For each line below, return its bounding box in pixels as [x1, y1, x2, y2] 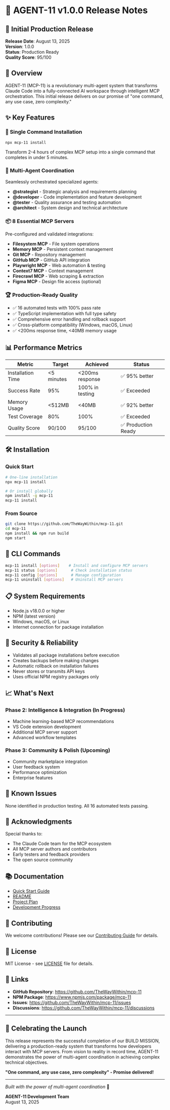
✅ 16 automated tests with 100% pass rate [12, 305, 101, 311]
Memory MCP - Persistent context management [12, 246, 113, 252]
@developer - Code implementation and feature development [12, 194, 142, 200]
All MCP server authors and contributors [12, 846, 97, 852]
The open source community [12, 857, 73, 863]
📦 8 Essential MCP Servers [5, 217, 74, 224]
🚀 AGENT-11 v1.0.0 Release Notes [5, 5, 148, 16]
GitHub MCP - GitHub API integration [12, 257, 90, 263]
